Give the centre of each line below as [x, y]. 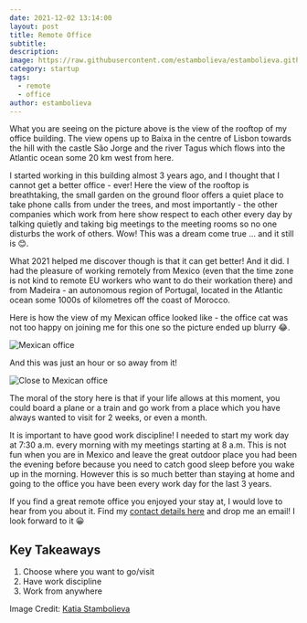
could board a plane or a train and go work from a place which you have [145, 408]
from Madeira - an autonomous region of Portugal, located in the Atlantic [146, 290]
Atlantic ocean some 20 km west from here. [92, 158]
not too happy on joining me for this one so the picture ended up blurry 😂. [150, 327]
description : [34, 52]
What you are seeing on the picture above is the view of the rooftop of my [148, 129]
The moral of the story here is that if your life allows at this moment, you [145, 398]
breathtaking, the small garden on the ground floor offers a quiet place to [147, 195]
